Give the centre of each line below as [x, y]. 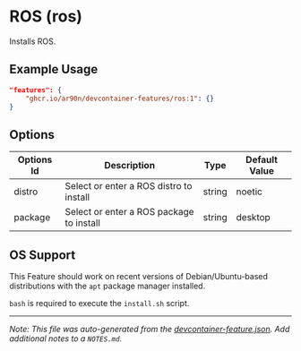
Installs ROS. [33, 41]
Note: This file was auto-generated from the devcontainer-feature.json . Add [150, 329]
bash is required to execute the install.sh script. [99, 303]
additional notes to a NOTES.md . [66, 338]
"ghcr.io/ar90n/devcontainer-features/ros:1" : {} [120, 98]
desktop [253, 218]
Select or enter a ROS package [129, 212]
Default [262, 160]
